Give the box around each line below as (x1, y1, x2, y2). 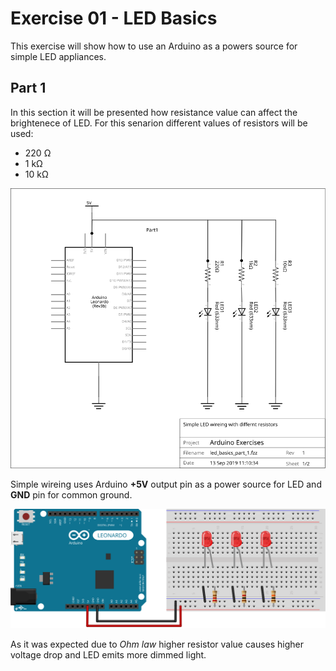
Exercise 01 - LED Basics (10, 7, 218, 30)
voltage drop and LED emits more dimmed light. (10, 649, 207, 661)
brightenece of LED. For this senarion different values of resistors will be (10, 117, 308, 129)
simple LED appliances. (10, 50, 107, 62)
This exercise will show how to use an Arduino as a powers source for (10, 40, 298, 52)
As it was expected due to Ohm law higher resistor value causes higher (10, 638, 305, 651)
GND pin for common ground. (10, 488, 133, 501)
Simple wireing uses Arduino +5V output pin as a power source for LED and (10, 478, 322, 490)
